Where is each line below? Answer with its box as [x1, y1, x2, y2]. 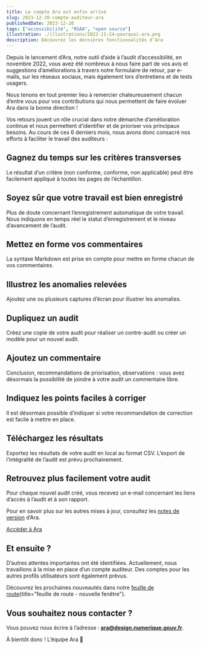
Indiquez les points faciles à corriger [6, 393, 147, 404]
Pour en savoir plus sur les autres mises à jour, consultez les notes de [6, 507, 180, 515]
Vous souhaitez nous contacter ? [6, 608, 133, 618]
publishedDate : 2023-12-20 [6, 20, 74, 26]
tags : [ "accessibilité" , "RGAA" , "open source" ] [6, 25, 131, 32]
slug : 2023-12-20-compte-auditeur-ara [6, 15, 104, 21]
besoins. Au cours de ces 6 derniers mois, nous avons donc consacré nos [6, 128, 191, 136]
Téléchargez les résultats [6, 433, 104, 444]
